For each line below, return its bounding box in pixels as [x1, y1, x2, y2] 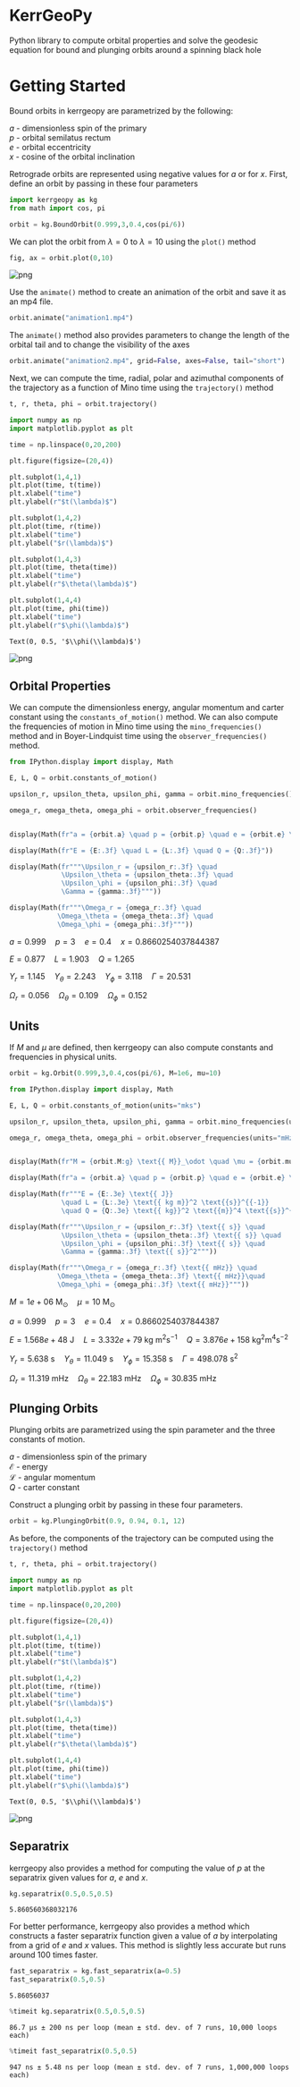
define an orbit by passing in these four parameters [9, 178, 198, 189]
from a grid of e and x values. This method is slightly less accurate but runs [9, 1940, 287, 1951]
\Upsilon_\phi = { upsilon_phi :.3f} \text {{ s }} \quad [61, 1239, 266, 1248]
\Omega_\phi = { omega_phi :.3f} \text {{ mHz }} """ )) [56, 1280, 250, 1289]
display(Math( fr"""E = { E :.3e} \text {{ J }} [9, 1190, 174, 1199]
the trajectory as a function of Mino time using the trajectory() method [9, 382, 274, 394]
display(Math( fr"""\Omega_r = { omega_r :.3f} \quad [9, 904, 202, 912]
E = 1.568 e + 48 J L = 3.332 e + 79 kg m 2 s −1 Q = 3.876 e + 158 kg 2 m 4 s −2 [9, 1333, 288, 1345]
